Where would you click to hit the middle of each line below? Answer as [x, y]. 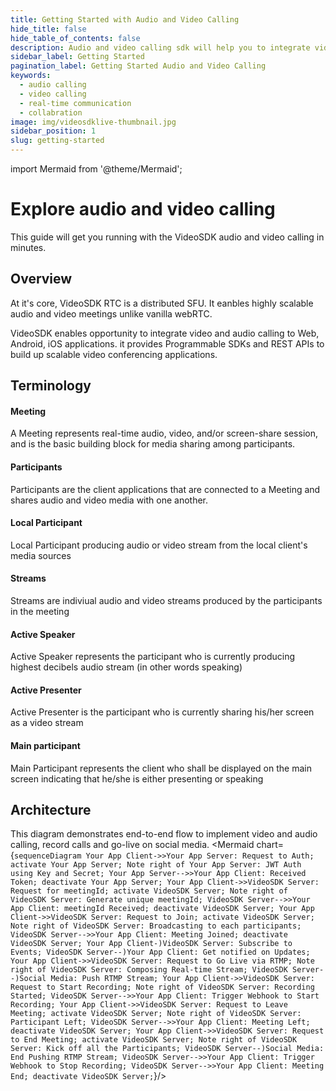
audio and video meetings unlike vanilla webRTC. [111, 313]
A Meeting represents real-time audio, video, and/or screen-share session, [164, 433]
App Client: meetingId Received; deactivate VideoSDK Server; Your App [162, 909]
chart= [270, 845]
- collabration [51, 112]
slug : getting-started [57, 141]
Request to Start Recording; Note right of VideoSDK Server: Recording [162, 987]
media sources [41, 555]
